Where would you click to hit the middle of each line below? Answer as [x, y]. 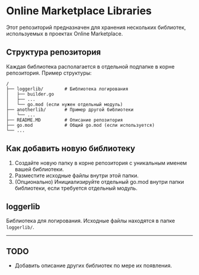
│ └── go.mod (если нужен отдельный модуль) [65, 104]
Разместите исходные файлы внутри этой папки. [77, 175]
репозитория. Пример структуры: [49, 73]
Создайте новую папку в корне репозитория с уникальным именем [101, 163]
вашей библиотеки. [39, 169]
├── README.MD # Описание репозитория [65, 120]
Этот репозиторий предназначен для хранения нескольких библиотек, [96, 27]
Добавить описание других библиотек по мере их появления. [93, 266]
